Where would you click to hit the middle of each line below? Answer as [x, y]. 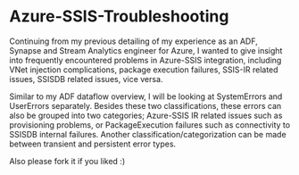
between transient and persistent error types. [93, 144]
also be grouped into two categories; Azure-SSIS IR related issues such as [146, 115]
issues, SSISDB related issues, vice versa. [86, 79]
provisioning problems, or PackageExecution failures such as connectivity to [150, 125]
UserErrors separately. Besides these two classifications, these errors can [145, 105]
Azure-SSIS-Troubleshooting [119, 17]
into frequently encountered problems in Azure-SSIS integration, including [145, 60]
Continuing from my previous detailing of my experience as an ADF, [133, 41]
